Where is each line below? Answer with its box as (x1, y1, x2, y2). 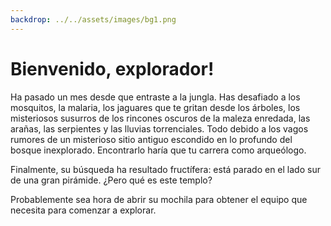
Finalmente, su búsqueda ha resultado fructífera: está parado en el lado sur (10, 163, 321, 175)
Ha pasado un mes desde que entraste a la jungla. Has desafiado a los (10, 91, 301, 103)
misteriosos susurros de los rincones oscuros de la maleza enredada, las (10, 112, 311, 124)
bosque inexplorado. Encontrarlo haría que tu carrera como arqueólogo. (10, 144, 307, 156)
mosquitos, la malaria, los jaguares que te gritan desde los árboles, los (10, 101, 301, 113)
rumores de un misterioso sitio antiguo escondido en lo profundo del (10, 133, 293, 145)
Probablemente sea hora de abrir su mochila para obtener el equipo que (10, 193, 308, 205)
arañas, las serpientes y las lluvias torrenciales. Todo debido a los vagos (10, 122, 309, 135)
